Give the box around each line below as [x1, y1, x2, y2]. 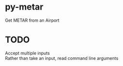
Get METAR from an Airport [5, 17, 60, 23]
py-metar [5, 1, 44, 13]
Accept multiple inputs [5, 50, 50, 56]
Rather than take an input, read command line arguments [5, 55, 119, 61]
